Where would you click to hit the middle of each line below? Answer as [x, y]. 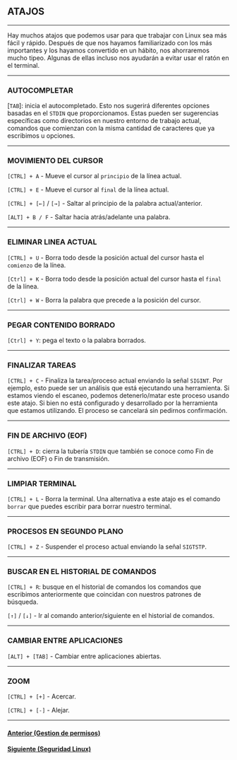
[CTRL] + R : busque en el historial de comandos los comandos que [104, 587]
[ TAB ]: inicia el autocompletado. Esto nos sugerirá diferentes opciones [109, 106]
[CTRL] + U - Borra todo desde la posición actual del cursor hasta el [106, 257]
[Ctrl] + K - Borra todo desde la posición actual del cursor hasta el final [115, 279]
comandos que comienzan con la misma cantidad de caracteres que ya [111, 128]
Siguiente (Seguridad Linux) [49, 749]
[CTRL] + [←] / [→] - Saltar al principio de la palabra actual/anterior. [105, 204]
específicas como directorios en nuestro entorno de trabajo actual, [104, 121]
